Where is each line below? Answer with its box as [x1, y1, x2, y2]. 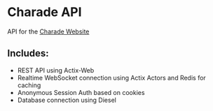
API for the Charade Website [7, 27, 90, 36]
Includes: [7, 47, 49, 59]
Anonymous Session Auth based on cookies [17, 88, 145, 96]
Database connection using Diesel [17, 96, 117, 104]
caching [17, 81, 41, 89]
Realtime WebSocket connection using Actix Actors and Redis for [17, 73, 207, 82]
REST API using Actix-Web [17, 66, 95, 74]
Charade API [7, 4, 82, 20]
